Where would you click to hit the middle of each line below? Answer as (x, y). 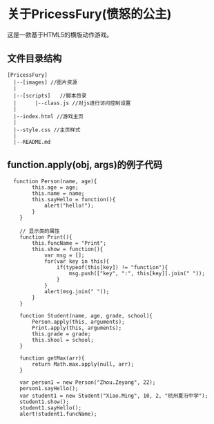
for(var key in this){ (77, 261)
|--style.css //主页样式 (47, 130)
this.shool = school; (63, 340)
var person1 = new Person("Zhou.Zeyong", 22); (88, 382)
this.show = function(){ (68, 249)
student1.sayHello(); (50, 408)
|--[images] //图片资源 (46, 82)
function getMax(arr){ (52, 358)
